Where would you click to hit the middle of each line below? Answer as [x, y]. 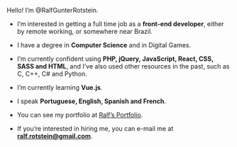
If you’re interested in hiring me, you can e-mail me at [95, 129]
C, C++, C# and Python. [52, 74]
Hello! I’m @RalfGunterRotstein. [53, 10]
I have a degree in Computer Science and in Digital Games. [104, 45]
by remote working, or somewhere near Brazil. [85, 31]
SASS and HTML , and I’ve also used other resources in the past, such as [123, 66]
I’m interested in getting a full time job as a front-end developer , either [120, 24]
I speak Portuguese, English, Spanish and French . [92, 101]
